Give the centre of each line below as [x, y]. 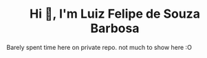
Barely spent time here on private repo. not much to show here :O [99, 47]
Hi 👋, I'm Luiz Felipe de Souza [115, 14]
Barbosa [115, 28]
